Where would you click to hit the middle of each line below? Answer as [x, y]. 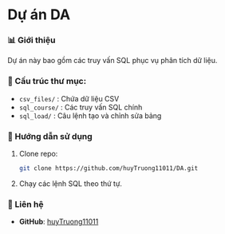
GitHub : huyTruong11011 [59, 222]
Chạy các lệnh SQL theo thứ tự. [71, 183]
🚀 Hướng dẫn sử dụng [50, 136]
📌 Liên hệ [26, 204]
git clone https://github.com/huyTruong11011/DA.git [109, 169]
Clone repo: [38, 154]
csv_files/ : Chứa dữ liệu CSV [69, 98]
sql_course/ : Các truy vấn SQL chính [81, 107]
